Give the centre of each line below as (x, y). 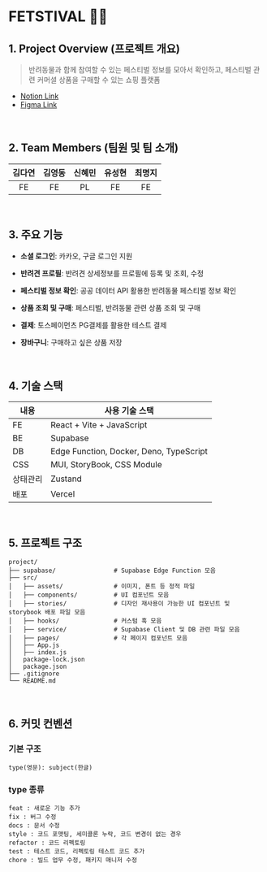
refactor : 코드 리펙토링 (47, 843)
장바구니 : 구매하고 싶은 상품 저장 (71, 342)
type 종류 (26, 789)
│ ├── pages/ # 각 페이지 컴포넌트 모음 (98, 638)
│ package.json (38, 667)
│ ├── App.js (34, 645)
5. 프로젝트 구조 (45, 542)
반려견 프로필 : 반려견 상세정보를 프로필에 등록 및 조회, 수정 (112, 273)
